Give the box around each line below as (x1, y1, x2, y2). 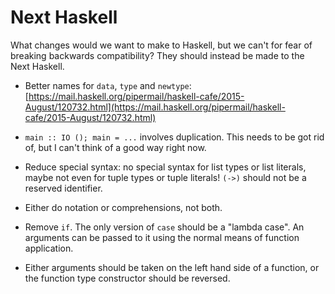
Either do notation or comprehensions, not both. (24, 201, 223, 213)
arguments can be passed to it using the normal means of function (24, 231, 300, 243)
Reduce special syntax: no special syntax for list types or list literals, (24, 161, 307, 173)
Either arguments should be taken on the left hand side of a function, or (24, 261, 320, 273)
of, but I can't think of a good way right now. (24, 141, 207, 153)
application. (24, 242, 74, 254)
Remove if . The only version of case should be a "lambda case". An (24, 221, 305, 233)
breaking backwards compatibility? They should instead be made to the (10, 49, 305, 61)
